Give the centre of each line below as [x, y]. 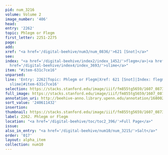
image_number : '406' [27, 19]
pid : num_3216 [20, 10]
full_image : [17, 93]
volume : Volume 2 [23, 14]
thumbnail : [16, 112]
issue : [12, 126]
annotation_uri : [22, 98]
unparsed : [15, 75]
